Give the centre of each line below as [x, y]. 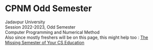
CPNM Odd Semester [49, 8]
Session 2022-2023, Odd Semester [40, 27]
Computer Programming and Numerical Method [52, 32]
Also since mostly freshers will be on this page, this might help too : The [76, 37]
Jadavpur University [25, 22]
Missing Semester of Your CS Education [45, 42]
